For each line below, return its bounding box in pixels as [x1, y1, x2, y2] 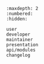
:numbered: [6, 11, 33, 17]
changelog [6, 52, 31, 58]
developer [6, 31, 31, 37]
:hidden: [6, 16, 28, 22]
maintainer [6, 37, 33, 43]
